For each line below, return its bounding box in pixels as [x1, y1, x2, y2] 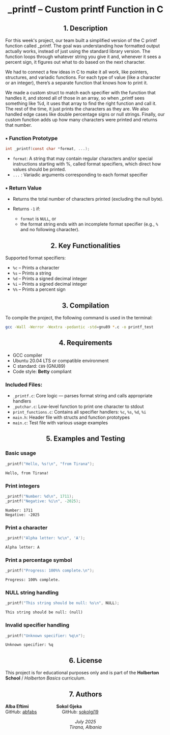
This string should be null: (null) [5, 610, 83, 615]
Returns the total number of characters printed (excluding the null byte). [12, 196, 164, 202]
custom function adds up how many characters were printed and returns [5, 117, 158, 123]
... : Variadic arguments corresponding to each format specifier [12, 172, 148, 178]
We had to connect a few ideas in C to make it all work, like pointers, [5, 69, 149, 75]
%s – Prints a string [12, 270, 52, 276]
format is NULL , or [20, 215, 56, 222]
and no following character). [20, 227, 80, 233]
